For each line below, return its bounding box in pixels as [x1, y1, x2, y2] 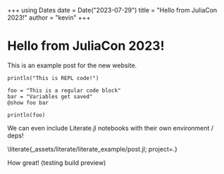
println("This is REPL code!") [7, 74, 99, 81]
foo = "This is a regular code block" [7, 87, 121, 94]
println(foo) [7, 112, 46, 119]
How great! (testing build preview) [7, 158, 106, 167]
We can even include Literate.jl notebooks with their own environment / [7, 123, 213, 132]
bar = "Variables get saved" [7, 93, 93, 100]
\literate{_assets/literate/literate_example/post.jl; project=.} [7, 145, 178, 153]
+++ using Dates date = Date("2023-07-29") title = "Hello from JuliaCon [7, 6, 218, 14]
